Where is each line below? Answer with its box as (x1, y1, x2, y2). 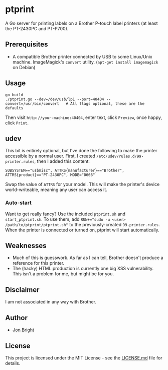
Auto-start (5, 199, 32, 206)
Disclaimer (5, 285, 40, 294)
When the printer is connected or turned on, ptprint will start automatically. (5, 227, 159, 233)
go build (5, 92, 24, 97)
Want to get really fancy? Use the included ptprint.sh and (5, 211, 126, 217)
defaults (5, 105, 24, 110)
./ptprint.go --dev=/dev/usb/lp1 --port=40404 (5, 97, 104, 102)
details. (5, 360, 21, 366)
